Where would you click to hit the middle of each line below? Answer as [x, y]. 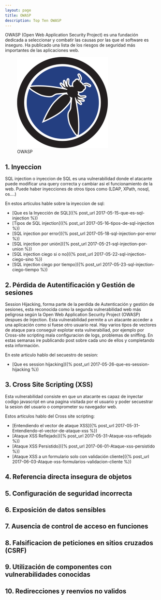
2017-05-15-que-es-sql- [120, 213]
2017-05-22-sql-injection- [120, 254]
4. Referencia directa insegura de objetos [68, 477]
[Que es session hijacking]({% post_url [51, 364]
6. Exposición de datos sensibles [56, 510]
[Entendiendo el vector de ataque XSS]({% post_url [63, 425]
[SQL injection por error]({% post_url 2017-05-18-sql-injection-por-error [84, 233]
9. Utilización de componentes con [59, 567]
